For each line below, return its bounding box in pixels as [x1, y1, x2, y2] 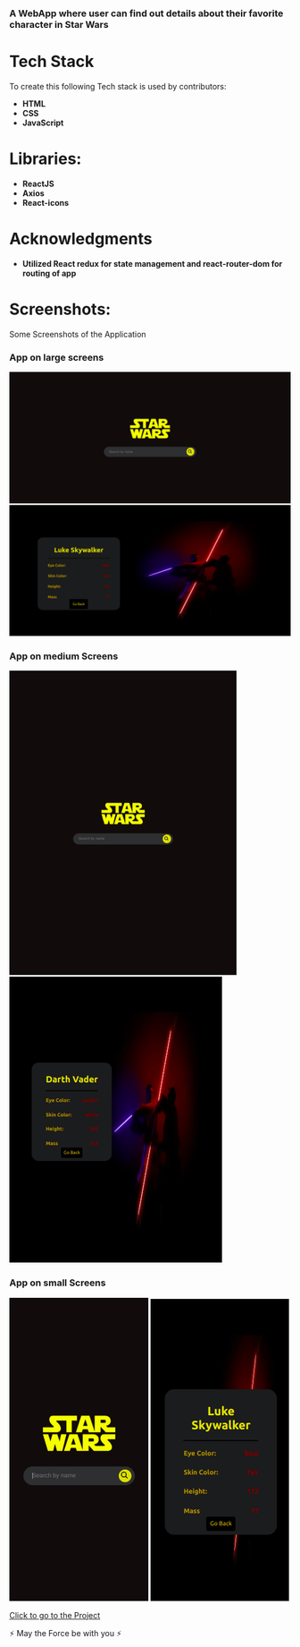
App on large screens [9, 351, 104, 363]
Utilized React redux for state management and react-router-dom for [21, 258, 283, 269]
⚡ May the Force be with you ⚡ [9, 1627, 122, 1638]
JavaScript [21, 117, 64, 128]
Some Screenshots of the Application [9, 329, 146, 339]
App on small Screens [9, 1276, 106, 1289]
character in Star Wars [9, 18, 109, 30]
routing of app [21, 268, 77, 278]
